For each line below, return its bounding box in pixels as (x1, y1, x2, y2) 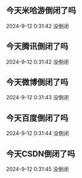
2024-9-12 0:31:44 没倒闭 (6, 130, 69, 137)
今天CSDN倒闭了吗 (6, 148, 76, 158)
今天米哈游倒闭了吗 (6, 5, 76, 16)
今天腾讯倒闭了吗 (6, 41, 68, 51)
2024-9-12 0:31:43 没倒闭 (6, 94, 69, 101)
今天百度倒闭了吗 (6, 113, 68, 123)
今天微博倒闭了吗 (6, 77, 68, 88)
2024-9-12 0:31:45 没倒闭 (6, 166, 69, 173)
